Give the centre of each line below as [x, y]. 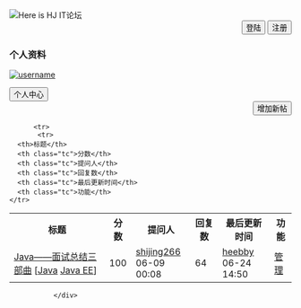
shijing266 [158, 252]
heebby [238, 252]
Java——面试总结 [51, 257]
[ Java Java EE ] [66, 270]
